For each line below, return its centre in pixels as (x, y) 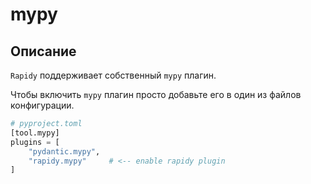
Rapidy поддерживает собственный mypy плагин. (113, 75)
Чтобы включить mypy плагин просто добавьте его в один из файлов (156, 94)
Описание (43, 51)
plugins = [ (35, 142)
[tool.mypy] (35, 133)
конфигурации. (42, 105)
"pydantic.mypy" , (64, 151)
